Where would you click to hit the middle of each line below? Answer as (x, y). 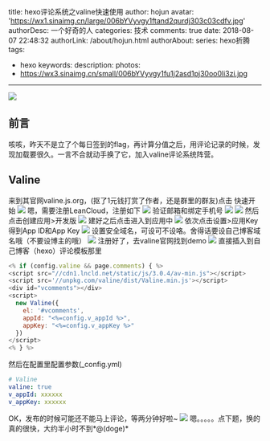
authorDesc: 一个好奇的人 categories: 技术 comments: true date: (115, 30)
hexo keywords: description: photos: (80, 65)
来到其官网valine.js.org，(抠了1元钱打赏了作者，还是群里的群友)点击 (121, 200)
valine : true (30, 387)
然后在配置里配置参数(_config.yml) (65, 365)
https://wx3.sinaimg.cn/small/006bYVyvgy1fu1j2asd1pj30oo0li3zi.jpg (133, 73)
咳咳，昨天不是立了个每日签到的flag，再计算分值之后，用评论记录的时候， (131, 144)
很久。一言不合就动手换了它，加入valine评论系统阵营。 (127, 154)
